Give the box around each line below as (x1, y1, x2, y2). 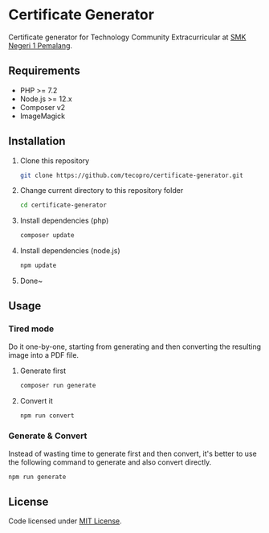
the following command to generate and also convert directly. (8, 457, 212, 467)
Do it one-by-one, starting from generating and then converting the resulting (8, 342, 262, 351)
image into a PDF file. (8, 350, 79, 359)
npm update (19, 261, 57, 270)
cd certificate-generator (19, 201, 107, 210)
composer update (19, 232, 75, 240)
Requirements (8, 64, 80, 78)
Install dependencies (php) (19, 215, 109, 226)
